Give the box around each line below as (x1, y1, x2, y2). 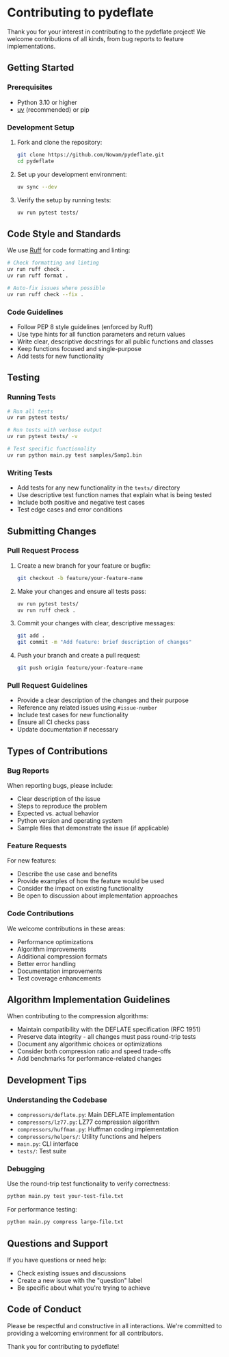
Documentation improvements (16, 967, 103, 975)
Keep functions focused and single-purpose (16, 344, 142, 352)
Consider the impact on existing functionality (16, 885, 144, 893)
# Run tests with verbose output (7, 427, 103, 433)
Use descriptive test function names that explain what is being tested (16, 491, 212, 499)
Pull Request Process (7, 546, 79, 555)
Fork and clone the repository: (16, 138, 103, 146)
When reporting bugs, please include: (7, 782, 113, 790)
